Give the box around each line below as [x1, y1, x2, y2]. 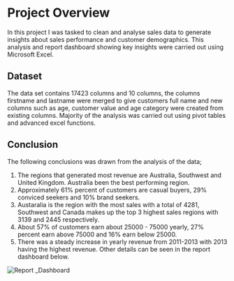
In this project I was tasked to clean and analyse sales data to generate [7, 28, 212, 36]
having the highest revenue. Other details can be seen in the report [17, 245, 211, 253]
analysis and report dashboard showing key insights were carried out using [7, 43, 224, 51]
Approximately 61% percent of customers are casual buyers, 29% [17, 185, 207, 194]
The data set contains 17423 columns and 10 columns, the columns [7, 89, 200, 97]
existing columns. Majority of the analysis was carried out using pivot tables [7, 111, 226, 119]
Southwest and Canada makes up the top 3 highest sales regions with [17, 208, 219, 216]
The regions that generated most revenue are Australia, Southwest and [17, 171, 222, 179]
